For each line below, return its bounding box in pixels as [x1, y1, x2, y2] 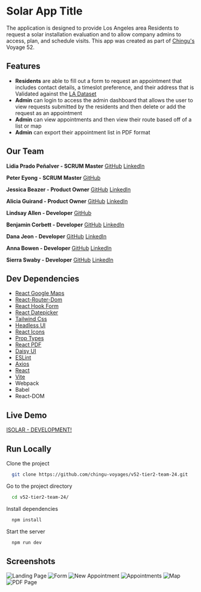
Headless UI [15, 322, 46, 329]
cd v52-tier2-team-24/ [12, 494, 69, 500]
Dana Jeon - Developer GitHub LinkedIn [6, 232, 107, 240]
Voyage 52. [6, 44, 35, 51]
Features [6, 61, 41, 71]
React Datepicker [15, 309, 59, 316]
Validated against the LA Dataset [15, 90, 97, 97]
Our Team [6, 146, 44, 157]
